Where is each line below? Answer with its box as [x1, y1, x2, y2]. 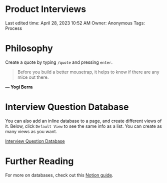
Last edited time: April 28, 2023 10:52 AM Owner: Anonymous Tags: [5, 20, 145, 26]
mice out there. [17, 74, 49, 80]
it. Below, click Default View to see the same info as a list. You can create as [5, 123, 162, 129]
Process [5, 25, 22, 31]
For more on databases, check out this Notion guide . [5, 172, 113, 178]
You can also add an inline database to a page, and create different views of [5, 118, 162, 124]
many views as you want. [5, 128, 57, 134]
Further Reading [5, 156, 74, 167]
